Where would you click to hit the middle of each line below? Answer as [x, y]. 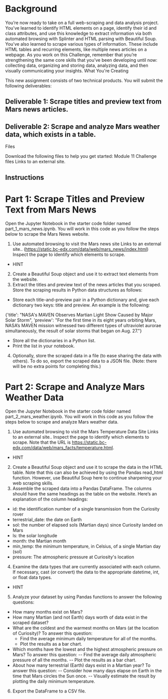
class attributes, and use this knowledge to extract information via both [78, 33]
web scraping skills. [33, 483]
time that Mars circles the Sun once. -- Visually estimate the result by [84, 676]
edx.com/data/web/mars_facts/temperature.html [63, 448]
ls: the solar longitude [35, 536]
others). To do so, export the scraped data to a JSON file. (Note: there [85, 361]
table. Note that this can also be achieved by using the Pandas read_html [88, 472]
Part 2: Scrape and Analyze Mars [75, 387]
